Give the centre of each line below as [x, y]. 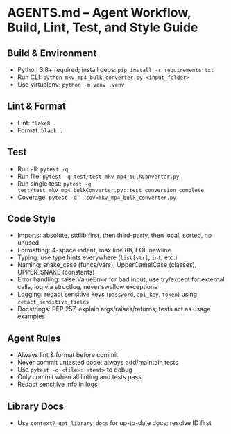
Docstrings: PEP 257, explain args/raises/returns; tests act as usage [114, 309]
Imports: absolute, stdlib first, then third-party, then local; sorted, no [114, 235]
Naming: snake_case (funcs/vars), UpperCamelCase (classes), [107, 265]
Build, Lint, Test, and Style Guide [103, 27]
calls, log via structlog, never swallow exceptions [87, 287]
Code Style [32, 219]
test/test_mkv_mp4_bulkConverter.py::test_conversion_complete [111, 190]
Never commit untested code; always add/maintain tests [98, 363]
